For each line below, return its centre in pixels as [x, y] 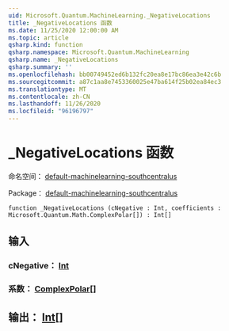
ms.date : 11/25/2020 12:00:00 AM [63, 30]
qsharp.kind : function [46, 45]
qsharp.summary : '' [40, 67]
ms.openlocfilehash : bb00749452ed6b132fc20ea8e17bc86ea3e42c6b [115, 74]
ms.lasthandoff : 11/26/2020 [55, 104]
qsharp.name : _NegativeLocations [63, 60]
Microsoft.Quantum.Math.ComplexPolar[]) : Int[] [90, 215]
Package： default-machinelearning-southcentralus [93, 193]
